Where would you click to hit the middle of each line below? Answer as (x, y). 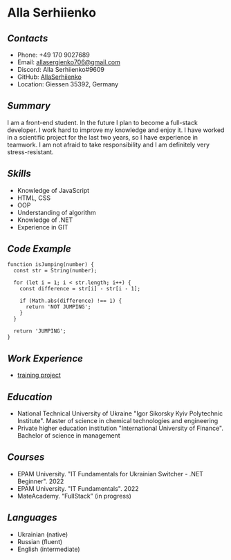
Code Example (39, 249)
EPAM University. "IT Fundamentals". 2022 (78, 488)
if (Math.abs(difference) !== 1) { (71, 301)
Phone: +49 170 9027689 (53, 55)
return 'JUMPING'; (40, 331)
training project (39, 375)
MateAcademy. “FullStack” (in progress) (74, 496)
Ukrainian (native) (43, 534)
